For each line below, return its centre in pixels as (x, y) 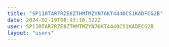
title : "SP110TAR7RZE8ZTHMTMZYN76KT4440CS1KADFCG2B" (85, 13)
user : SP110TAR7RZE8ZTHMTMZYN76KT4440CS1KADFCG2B (81, 26)
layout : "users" (31, 33)
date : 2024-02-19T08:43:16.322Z (54, 20)
